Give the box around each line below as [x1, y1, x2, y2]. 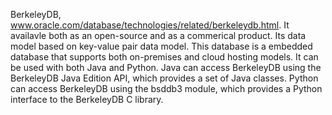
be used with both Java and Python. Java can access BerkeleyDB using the [10, 62, 322, 73]
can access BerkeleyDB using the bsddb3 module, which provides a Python [10, 83, 323, 94]
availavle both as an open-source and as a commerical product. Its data [10, 30, 307, 41]
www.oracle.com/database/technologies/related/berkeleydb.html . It [10, 19, 290, 31]
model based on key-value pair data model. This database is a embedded [10, 40, 313, 52]
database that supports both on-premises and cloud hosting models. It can [10, 51, 319, 63]
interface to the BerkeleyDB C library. [10, 94, 164, 105]
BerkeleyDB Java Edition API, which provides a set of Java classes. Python [10, 72, 319, 84]
